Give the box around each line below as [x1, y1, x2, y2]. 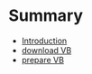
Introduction [21, 35, 68, 46]
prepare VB [21, 54, 65, 65]
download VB [21, 44, 72, 55]
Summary [8, 5, 83, 26]
